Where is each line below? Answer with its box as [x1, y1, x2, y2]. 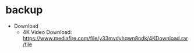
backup [5, 3, 43, 17]
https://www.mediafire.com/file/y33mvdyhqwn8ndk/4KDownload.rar [22, 35, 188, 41]
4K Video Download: [22, 28, 72, 35]
